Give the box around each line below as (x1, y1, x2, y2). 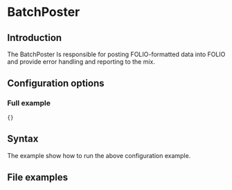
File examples (7, 171, 68, 183)
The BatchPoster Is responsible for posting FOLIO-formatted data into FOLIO (7, 50, 226, 58)
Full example (7, 98, 51, 108)
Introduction (7, 32, 62, 44)
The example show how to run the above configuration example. (7, 151, 191, 159)
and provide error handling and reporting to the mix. (7, 58, 156, 66)
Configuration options (7, 78, 105, 89)
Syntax (7, 133, 39, 145)
